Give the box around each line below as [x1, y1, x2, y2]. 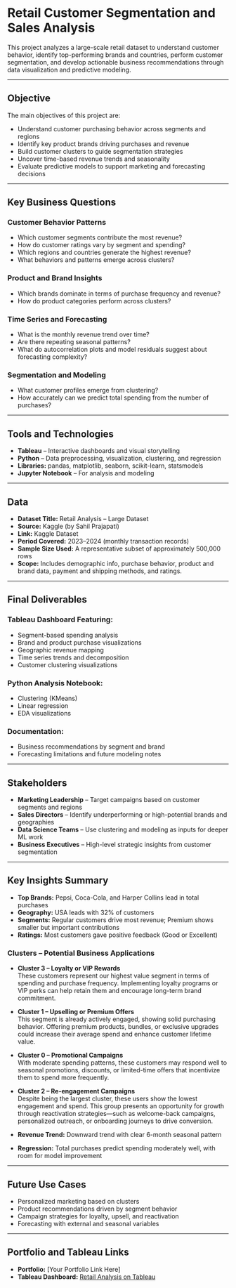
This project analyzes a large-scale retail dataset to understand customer [7, 43, 220, 51]
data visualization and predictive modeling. [7, 65, 131, 74]
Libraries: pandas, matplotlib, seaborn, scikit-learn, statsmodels [17, 461, 204, 470]
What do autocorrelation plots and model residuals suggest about [17, 346, 207, 354]
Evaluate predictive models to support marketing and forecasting [17, 162, 206, 170]
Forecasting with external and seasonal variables [17, 1219, 159, 1228]
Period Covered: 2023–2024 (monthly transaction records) [17, 537, 190, 545]
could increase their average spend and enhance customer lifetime [17, 1030, 212, 1039]
